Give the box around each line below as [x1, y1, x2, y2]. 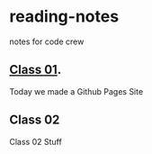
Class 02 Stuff [9, 136, 63, 147]
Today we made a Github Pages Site [9, 86, 144, 96]
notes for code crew [9, 36, 85, 47]
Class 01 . [9, 62, 62, 77]
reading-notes [9, 6, 120, 27]
